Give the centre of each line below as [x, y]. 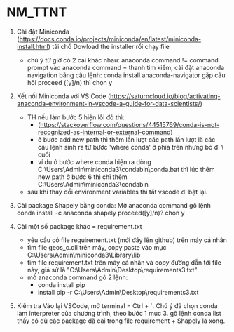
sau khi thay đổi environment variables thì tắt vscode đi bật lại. [117, 192]
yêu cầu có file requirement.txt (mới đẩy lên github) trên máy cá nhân [127, 240]
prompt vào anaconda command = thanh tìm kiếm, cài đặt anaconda [126, 67]
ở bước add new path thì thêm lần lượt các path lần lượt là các [126, 139]
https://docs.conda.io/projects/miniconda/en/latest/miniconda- [110, 39]
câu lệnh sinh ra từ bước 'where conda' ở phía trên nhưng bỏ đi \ [131, 147]
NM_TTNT [37, 12]
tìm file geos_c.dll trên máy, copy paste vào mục [97, 247]
